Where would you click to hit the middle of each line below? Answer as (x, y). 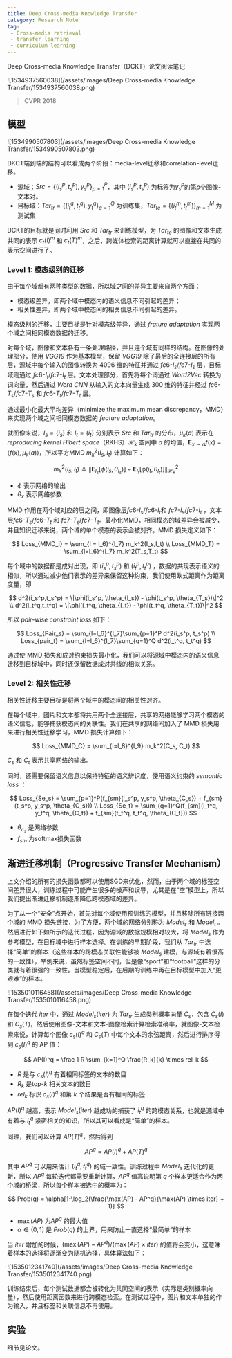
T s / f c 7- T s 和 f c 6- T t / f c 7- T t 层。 (51, 394)
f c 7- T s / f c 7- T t (80, 521)
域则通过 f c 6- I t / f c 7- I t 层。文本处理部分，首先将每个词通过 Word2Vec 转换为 (114, 376)
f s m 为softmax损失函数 (49, 839)
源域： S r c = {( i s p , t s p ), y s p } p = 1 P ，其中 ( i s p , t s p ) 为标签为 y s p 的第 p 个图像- (119, 187)
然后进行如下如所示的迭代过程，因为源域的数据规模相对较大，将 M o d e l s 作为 (116, 933)
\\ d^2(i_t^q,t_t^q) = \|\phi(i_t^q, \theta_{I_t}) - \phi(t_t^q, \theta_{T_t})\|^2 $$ (116, 606)
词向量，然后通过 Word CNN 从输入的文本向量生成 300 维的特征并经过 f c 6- (114, 384)
